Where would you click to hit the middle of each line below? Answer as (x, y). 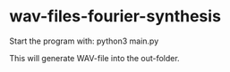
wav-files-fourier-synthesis (115, 16)
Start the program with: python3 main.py (84, 41)
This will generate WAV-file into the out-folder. (95, 58)
